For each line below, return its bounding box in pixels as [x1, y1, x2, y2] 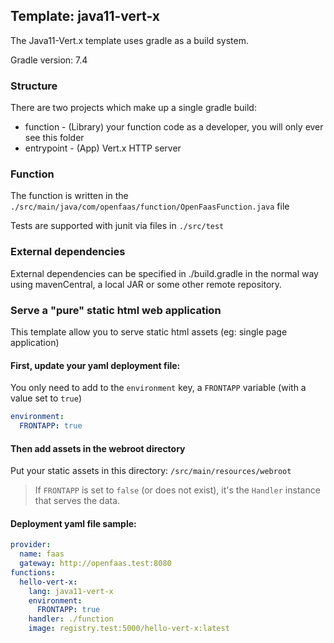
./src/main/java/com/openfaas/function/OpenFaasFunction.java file [10, 200, 290, 213]
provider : [10, 540, 52, 550]
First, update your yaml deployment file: [10, 359, 181, 371]
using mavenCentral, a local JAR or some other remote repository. [10, 278, 283, 290]
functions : [10, 567, 56, 578]
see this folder [24, 132, 85, 144]
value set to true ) [10, 392, 83, 404]
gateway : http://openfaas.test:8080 [19, 559, 172, 569]
